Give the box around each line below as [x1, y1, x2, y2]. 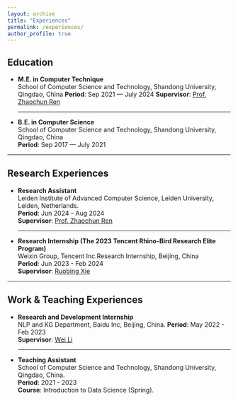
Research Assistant [17, 186, 77, 194]
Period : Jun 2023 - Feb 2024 [17, 259, 104, 267]
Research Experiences [7, 168, 109, 180]
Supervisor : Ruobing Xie [17, 267, 91, 275]
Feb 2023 [17, 327, 46, 336]
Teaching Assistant [17, 355, 76, 364]
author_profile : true [7, 30, 72, 37]
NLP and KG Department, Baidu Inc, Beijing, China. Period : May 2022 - [17, 320, 225, 329]
